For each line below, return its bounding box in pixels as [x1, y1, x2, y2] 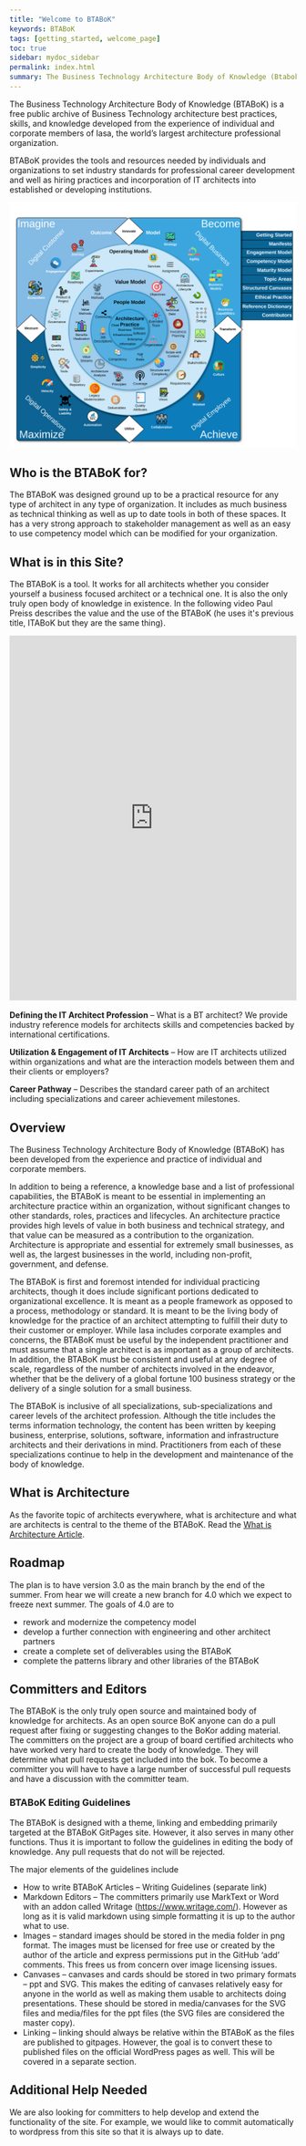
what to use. [22, 1920, 70, 1931]
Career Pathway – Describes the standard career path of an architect [9, 1083, 270, 1094]
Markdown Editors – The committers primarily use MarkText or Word [22, 1891, 280, 1902]
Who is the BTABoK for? [9, 465, 148, 481]
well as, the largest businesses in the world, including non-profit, [9, 1249, 252, 1260]
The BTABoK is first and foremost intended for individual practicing [9, 1276, 260, 1287]
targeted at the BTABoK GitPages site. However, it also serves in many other [9, 1827, 294, 1838]
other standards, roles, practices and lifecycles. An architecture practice [9, 1209, 280, 1221]
